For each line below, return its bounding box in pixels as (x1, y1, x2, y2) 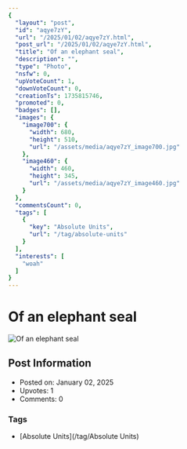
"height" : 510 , (28, 135, 79, 144)
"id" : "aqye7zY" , (15, 26, 72, 34)
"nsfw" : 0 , (15, 70, 51, 78)
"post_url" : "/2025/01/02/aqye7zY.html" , (15, 41, 153, 49)
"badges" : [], (15, 107, 61, 115)
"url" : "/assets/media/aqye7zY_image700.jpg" (28, 143, 180, 151)
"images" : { (15, 114, 55, 122)
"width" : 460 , (28, 165, 76, 173)
